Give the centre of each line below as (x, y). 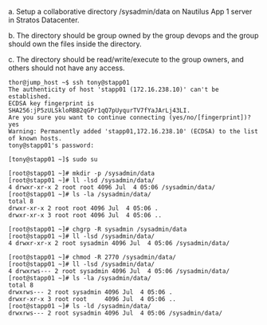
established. (30, 97)
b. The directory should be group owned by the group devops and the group (133, 36)
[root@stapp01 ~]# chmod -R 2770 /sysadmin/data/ (92, 257)
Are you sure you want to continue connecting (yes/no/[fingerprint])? (130, 117)
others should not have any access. (67, 68)
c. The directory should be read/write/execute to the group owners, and (126, 59)
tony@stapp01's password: (51, 145)
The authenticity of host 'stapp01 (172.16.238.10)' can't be (114, 89)
